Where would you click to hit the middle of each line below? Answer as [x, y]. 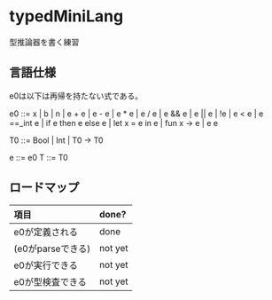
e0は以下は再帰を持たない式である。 [76, 96]
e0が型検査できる [50, 281]
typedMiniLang [66, 16]
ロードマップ [44, 188]
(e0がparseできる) [52, 249]
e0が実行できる [46, 265]
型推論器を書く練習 [44, 42]
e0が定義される [46, 232]
